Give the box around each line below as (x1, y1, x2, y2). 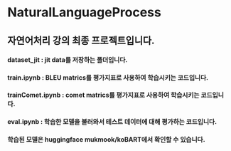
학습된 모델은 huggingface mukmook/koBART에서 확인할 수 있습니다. (7, 135, 205, 143)
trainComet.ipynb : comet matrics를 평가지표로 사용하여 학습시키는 (7, 90, 200, 100)
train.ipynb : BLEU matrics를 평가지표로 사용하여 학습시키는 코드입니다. (7, 73, 209, 82)
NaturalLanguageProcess (7, 4, 161, 21)
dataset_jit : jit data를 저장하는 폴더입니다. (7, 56, 128, 64)
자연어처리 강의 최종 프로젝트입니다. (7, 34, 155, 46)
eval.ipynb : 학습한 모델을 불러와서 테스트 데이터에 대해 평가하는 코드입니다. (7, 117, 217, 125)
